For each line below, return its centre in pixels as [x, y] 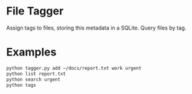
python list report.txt [36, 74]
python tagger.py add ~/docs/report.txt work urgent [74, 68]
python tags [21, 85]
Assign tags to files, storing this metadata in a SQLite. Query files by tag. [96, 28]
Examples [31, 52]
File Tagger [35, 11]
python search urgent [34, 80]
